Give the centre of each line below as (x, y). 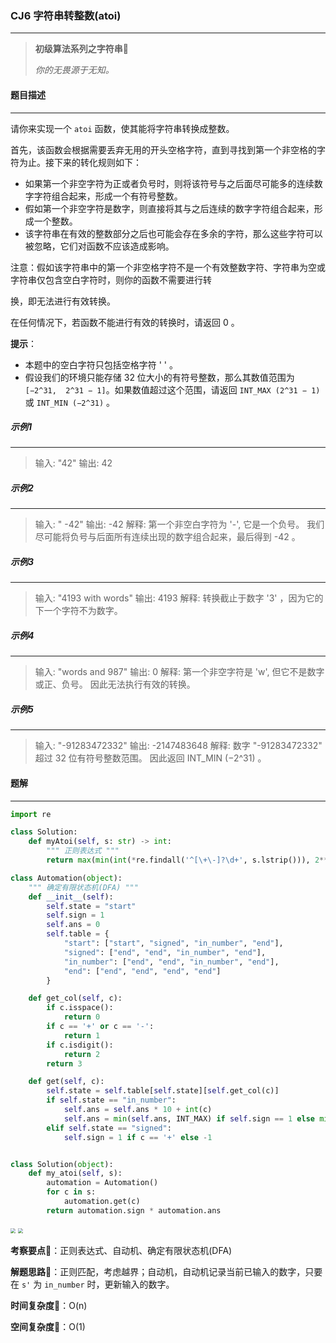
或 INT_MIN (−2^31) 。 (70, 402)
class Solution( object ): (62, 1164)
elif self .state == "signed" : (109, 1128)
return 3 (64, 1063)
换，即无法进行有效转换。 (63, 301)
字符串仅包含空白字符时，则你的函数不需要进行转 (111, 279)
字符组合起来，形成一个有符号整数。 (108, 196)
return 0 (82, 1017)
